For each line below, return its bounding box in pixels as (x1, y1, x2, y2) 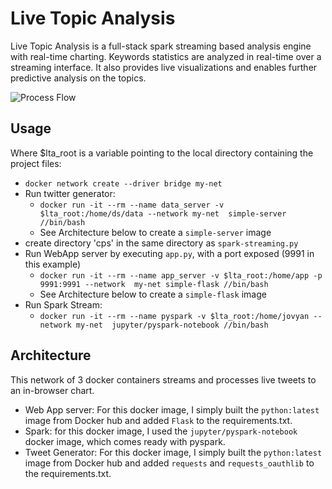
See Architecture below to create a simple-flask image (39, 288, 267, 300)
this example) (24, 258, 82, 270)
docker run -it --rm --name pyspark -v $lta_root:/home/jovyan (39, 311, 310, 321)
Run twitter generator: (24, 187, 116, 199)
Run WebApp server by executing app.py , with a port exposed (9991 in (24, 247, 315, 259)
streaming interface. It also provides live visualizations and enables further (10, 61, 318, 73)
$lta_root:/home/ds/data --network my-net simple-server (39, 208, 287, 219)
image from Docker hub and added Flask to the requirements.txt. (24, 414, 293, 426)
